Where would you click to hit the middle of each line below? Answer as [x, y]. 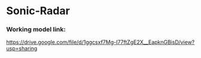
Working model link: [36, 30]
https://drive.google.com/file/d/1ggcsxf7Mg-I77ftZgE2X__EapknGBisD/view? [100, 42]
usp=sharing [22, 49]
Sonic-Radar [38, 11]
